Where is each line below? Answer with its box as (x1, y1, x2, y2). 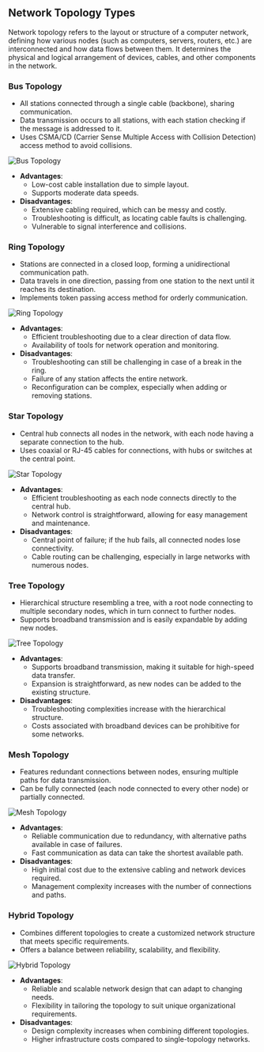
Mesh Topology (8, 749, 70, 760)
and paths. (31, 890, 67, 900)
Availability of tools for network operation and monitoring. (31, 340, 220, 350)
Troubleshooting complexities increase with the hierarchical (31, 704, 226, 713)
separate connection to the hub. (19, 437, 125, 446)
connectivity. (31, 543, 74, 553)
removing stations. (31, 391, 92, 400)
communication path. (19, 268, 89, 278)
